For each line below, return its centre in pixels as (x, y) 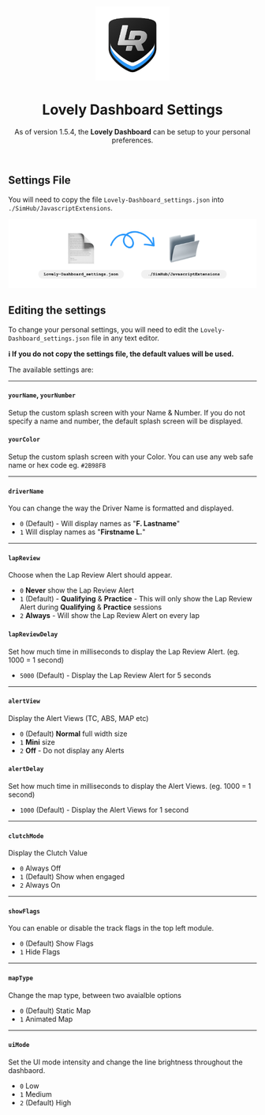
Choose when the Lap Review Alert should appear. (90, 575)
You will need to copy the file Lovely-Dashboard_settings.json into (116, 199)
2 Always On (40, 886)
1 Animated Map (46, 1018)
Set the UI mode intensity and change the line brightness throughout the (125, 1062)
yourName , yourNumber (42, 395)
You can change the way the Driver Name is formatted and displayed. (121, 508)
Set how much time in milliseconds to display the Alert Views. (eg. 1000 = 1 (130, 786)
